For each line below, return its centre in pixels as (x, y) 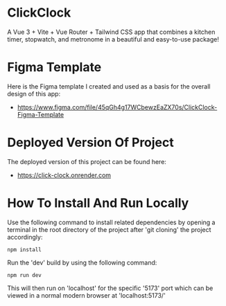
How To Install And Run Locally (98, 203)
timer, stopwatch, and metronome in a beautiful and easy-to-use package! (113, 39)
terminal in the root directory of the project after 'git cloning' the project (109, 229)
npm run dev (24, 275)
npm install (24, 250)
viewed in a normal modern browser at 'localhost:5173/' (87, 295)
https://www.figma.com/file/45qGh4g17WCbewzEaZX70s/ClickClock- (117, 107)
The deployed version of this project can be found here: (87, 161)
